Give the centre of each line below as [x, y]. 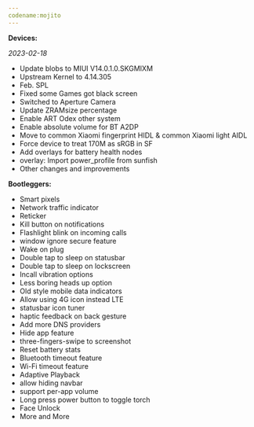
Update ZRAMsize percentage [68, 110]
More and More [44, 416]
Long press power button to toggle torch [85, 399]
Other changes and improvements [74, 168]
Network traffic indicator [59, 207]
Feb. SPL [34, 85]
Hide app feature [47, 333]
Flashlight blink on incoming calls [73, 232]
